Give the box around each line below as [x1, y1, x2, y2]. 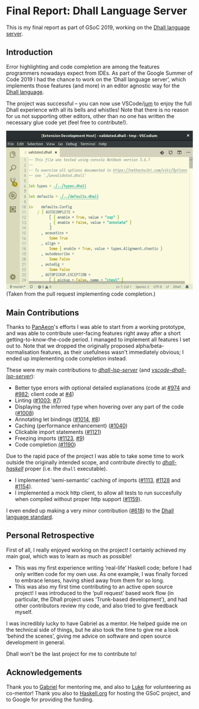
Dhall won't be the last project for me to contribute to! [6, 650, 137, 657]
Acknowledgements [6, 667, 82, 678]
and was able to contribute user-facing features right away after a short [6, 330, 181, 337]
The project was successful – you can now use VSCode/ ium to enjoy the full [6, 100, 192, 107]
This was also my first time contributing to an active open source [14, 583, 174, 590]
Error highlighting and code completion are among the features [6, 63, 160, 70]
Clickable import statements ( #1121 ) [14, 428, 102, 435]
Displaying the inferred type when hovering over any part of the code [14, 403, 184, 410]
